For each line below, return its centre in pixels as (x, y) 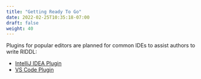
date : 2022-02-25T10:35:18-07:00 (48, 17)
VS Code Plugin (34, 70)
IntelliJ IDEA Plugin (38, 63)
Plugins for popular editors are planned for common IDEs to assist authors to (101, 45)
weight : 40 (20, 28)
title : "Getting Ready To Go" (44, 12)
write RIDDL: (22, 52)
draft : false (22, 23)
